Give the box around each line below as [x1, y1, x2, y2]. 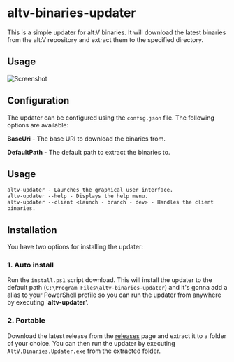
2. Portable [7, 316, 45, 326]
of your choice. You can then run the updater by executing [7, 339, 176, 347]
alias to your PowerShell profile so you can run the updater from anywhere [7, 291, 221, 299]
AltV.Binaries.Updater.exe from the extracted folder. [7, 347, 161, 355]
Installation [7, 224, 57, 236]
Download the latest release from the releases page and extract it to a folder [7, 331, 227, 340]
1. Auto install [7, 260, 54, 270]
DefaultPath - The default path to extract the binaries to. [7, 148, 170, 156]
